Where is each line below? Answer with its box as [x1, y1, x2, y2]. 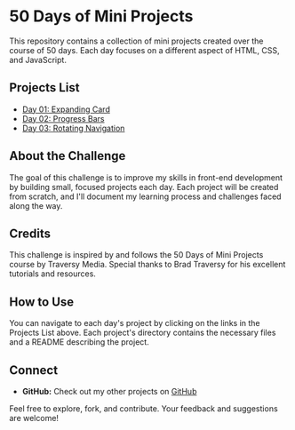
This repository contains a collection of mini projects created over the [9, 36, 264, 46]
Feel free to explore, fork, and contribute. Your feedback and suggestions [9, 403, 278, 414]
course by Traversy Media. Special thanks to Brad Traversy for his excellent [9, 259, 286, 270]
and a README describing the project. [9, 337, 149, 347]
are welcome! [9, 413, 60, 423]
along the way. [9, 200, 63, 211]
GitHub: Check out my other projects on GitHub [21, 386, 197, 396]
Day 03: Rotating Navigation [21, 123, 125, 133]
